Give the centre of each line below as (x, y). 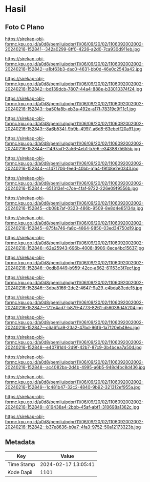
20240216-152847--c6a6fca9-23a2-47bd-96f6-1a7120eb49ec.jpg (73, 327)
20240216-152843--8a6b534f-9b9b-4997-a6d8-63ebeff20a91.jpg (73, 129)
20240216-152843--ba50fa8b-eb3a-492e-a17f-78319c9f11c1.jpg (70, 109)
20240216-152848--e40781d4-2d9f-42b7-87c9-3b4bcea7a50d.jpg (73, 347)
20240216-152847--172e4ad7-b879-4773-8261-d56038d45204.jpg (74, 308)
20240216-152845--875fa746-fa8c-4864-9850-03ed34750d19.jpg (73, 228)
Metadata (20, 442)
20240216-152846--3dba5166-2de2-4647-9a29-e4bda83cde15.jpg (74, 288)
